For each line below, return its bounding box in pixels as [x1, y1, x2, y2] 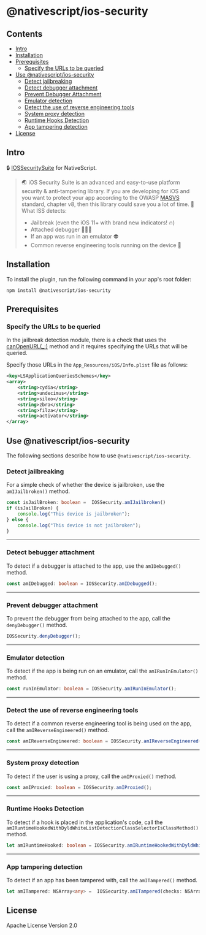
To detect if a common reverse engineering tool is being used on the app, [6, 720, 192, 727]
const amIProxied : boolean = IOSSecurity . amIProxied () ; [6, 784, 152, 790]
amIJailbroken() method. [6, 487, 71, 495]
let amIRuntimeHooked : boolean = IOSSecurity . [6, 842, 128, 849]
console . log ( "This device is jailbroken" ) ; [17, 511, 131, 517]
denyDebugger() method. [6, 621, 67, 629]
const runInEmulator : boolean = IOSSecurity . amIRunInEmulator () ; [6, 685, 177, 692]
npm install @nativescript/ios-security [6, 287, 112, 294]
